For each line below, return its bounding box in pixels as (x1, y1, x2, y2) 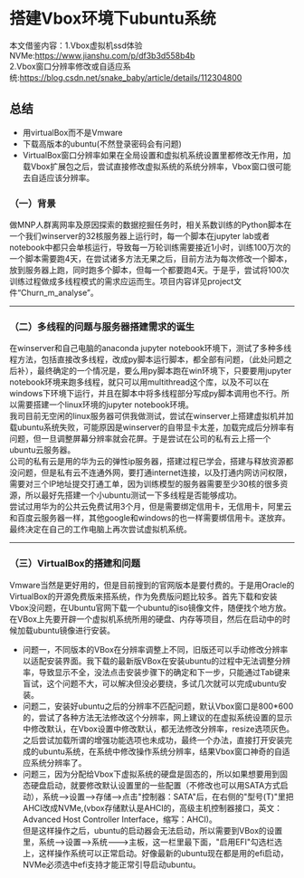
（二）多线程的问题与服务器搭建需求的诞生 (9, 320, 195, 333)
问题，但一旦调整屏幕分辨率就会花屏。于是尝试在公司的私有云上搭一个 (9, 434, 271, 444)
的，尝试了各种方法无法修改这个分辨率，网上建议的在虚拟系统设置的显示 (22, 711, 292, 722)
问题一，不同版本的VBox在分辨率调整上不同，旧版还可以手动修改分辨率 (22, 644, 289, 654)
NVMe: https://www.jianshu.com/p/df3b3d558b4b (9, 50, 195, 61)
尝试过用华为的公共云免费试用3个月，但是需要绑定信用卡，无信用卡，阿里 (9, 501, 284, 512)
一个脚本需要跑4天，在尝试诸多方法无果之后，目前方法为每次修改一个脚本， (9, 253, 292, 264)
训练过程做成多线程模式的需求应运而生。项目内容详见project (9, 276, 234, 287)
